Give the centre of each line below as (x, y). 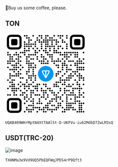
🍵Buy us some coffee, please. (36, 8)
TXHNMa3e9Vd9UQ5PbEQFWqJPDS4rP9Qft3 (43, 160)
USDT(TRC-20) (29, 138)
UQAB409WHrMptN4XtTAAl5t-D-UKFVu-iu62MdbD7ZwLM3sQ (59, 123)
